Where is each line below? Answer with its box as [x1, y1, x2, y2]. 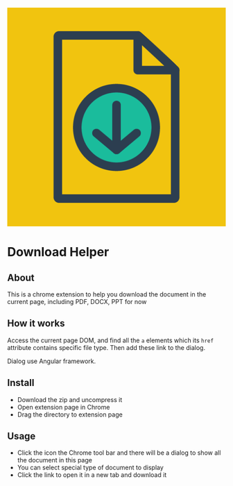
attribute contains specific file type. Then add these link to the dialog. [7, 343, 206, 351]
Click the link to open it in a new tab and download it [17, 471, 167, 479]
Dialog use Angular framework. [7, 357, 96, 365]
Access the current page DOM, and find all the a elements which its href [7, 336, 214, 344]
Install [7, 377, 35, 389]
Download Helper [7, 244, 110, 260]
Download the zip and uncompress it [17, 395, 123, 403]
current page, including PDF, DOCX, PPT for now [7, 298, 147, 305]
